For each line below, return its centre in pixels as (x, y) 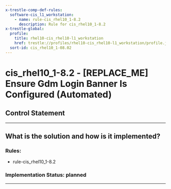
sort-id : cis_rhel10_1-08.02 (41, 48)
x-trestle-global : (25, 29)
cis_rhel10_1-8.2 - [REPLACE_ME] (77, 73)
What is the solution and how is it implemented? (83, 136)
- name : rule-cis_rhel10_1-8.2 (48, 19)
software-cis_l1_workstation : (42, 15)
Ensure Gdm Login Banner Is (66, 84)
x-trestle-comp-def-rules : (34, 10)
